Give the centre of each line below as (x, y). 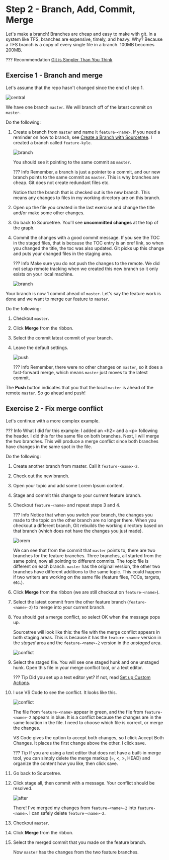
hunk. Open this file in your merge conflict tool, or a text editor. (78, 667)
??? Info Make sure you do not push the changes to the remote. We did (86, 263)
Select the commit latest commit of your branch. (63, 337)
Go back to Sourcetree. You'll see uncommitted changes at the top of (86, 222)
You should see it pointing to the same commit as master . (72, 162)
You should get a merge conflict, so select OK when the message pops (87, 617)
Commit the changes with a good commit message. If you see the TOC (86, 237)
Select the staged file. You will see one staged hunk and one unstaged (86, 662)
